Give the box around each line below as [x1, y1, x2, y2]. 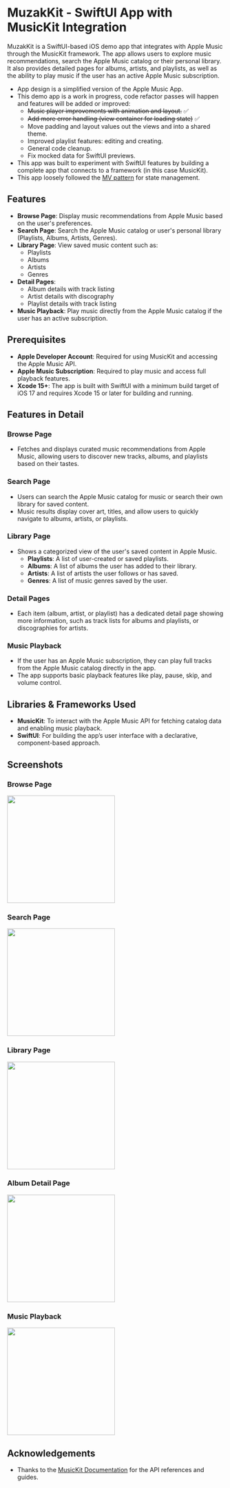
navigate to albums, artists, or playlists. [17, 514, 129, 522]
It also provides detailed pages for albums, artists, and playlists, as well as [7, 64, 218, 72]
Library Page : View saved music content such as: [17, 241, 158, 249]
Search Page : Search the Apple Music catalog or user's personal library [17, 226, 222, 235]
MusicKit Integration [7, 19, 127, 35]
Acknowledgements [7, 1447, 96, 1459]
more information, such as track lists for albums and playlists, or [17, 617, 199, 625]
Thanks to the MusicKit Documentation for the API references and [17, 1465, 205, 1474]
